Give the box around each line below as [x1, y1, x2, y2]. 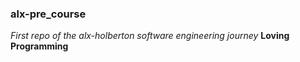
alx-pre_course [10, 7, 87, 21]
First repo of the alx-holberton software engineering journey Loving [10, 30, 290, 42]
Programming [10, 40, 69, 52]
